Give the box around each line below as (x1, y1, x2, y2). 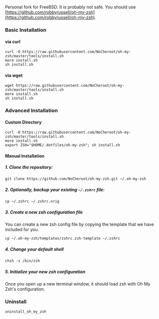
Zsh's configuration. (5, 286, 45, 292)
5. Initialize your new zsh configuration (5, 268, 86, 274)
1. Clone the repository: (5, 164, 53, 170)
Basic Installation (5, 26, 47, 33)
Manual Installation (5, 153, 45, 159)
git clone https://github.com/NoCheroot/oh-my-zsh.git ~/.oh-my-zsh (5, 177, 146, 181)
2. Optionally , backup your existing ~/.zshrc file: (5, 187, 105, 193)
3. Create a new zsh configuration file (5, 209, 83, 215)
